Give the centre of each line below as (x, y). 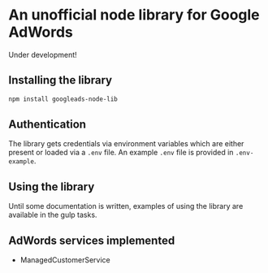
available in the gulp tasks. (53, 215)
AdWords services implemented (92, 240)
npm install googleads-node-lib (63, 99)
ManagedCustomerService (65, 260)
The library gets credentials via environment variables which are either (126, 144)
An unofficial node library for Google (134, 15)
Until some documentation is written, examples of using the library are (126, 206)
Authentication (48, 125)
